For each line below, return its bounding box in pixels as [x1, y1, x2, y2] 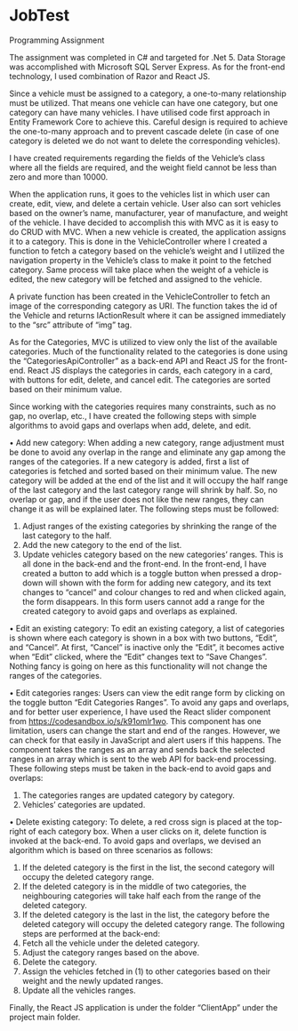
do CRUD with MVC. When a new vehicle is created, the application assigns [9, 226, 286, 237]
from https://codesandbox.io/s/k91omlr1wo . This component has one [9, 715, 262, 726]
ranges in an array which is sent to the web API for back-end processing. [9, 753, 278, 764]
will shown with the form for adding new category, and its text [44, 577, 271, 588]
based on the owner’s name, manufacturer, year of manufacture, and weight [9, 207, 288, 218]
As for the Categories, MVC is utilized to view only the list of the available [9, 336, 278, 347]
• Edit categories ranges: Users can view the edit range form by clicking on [9, 687, 286, 698]
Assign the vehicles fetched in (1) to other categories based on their [21, 966, 271, 977]
